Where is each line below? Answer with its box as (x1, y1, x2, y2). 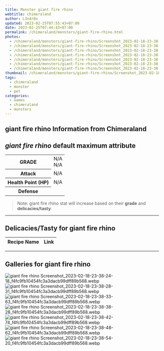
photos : (5, 35, 21, 39)
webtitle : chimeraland (5, 12, 51, 17)
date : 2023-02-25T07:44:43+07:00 (5, 25, 73, 30)
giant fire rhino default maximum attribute (5, 141, 136, 150)
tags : (5, 75, 16, 80)
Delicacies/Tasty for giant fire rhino (5, 224, 116, 232)
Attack (20, 170, 37, 177)
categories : (5, 93, 29, 98)
